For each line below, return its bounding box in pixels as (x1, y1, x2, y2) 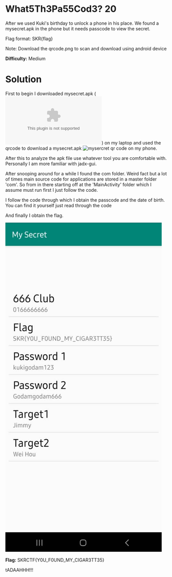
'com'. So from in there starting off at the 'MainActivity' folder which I (5, 181, 151, 188)
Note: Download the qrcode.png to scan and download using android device (5, 45, 167, 51)
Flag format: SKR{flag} (5, 35, 53, 42)
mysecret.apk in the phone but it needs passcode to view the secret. (5, 25, 150, 31)
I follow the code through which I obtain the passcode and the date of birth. (5, 196, 165, 203)
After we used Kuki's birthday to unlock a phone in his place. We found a (5, 20, 159, 26)
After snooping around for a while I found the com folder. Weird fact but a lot (5, 170, 167, 176)
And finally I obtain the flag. (5, 212, 64, 219)
